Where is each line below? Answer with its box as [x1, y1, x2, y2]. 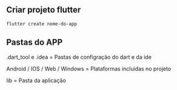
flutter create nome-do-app [6, 21, 78, 27]
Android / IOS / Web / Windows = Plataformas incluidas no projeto [6, 65, 172, 72]
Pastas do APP [6, 37, 62, 48]
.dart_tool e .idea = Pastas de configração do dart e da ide [6, 53, 152, 60]
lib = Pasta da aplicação [6, 77, 67, 84]
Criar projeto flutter [6, 5, 81, 15]
